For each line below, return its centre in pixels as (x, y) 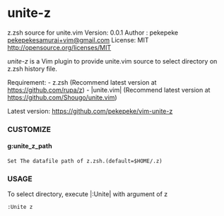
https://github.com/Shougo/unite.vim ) (63, 97)
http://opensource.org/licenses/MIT (59, 47)
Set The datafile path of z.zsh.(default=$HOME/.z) (85, 161)
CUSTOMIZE (29, 129)
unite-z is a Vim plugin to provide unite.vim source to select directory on (112, 61)
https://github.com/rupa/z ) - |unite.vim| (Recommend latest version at (109, 90)
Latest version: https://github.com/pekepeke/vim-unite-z (90, 111)
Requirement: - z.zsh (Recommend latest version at (82, 82)
